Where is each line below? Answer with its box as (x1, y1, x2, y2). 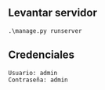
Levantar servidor (8, 6, 98, 20)
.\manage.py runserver (8, 27, 82, 34)
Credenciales (8, 49, 75, 62)
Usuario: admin (8, 69, 58, 77)
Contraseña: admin (8, 76, 68, 84)
